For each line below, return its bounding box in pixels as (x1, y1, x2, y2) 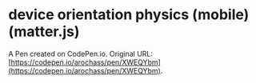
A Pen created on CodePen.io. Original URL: (8, 49, 154, 58)
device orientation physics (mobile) (8, 6, 250, 24)
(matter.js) (8, 22, 80, 41)
